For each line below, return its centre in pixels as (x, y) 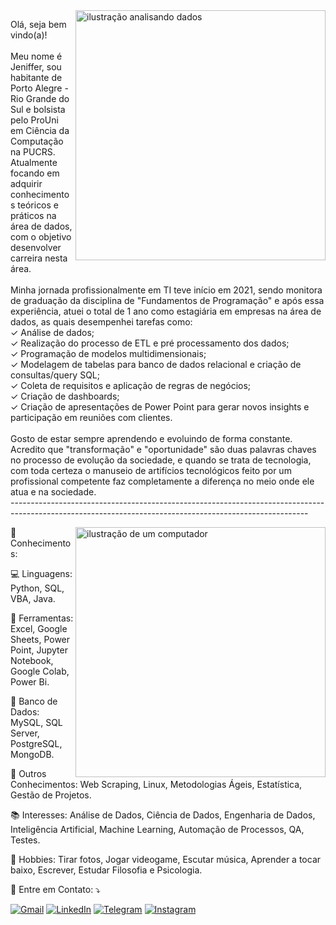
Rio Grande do (40, 98)
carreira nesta (39, 258)
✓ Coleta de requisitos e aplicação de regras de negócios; (131, 385)
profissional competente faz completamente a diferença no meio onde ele (162, 481)
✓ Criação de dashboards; (65, 396)
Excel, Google (39, 628)
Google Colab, (40, 671)
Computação (37, 141)
